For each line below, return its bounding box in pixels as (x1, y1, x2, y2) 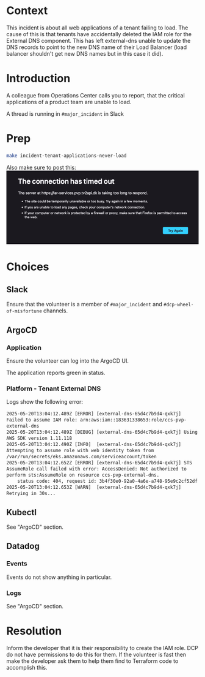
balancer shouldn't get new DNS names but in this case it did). (6, 50, 164, 57)
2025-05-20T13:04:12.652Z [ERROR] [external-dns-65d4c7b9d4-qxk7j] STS (6, 460, 192, 466)
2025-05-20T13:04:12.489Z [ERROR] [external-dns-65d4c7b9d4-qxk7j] (6, 411, 182, 417)
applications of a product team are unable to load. (6, 98, 132, 105)
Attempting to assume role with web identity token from (6, 448, 154, 454)
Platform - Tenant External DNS (6, 384, 101, 393)
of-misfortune (6, 308, 43, 314)
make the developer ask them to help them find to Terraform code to (6, 657, 179, 665)
